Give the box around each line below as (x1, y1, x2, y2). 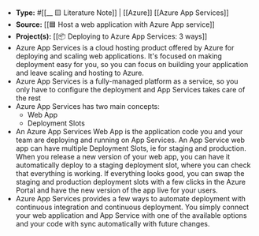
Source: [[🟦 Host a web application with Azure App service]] (15, 20, 215, 29)
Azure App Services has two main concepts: (15, 102, 160, 111)
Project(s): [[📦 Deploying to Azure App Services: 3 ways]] (15, 32, 208, 41)
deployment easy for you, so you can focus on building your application (15, 60, 249, 69)
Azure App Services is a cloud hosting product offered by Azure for (15, 43, 235, 52)
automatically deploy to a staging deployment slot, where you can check (15, 160, 251, 170)
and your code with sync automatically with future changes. (15, 219, 210, 228)
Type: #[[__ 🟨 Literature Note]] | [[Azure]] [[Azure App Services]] (15, 8, 230, 17)
